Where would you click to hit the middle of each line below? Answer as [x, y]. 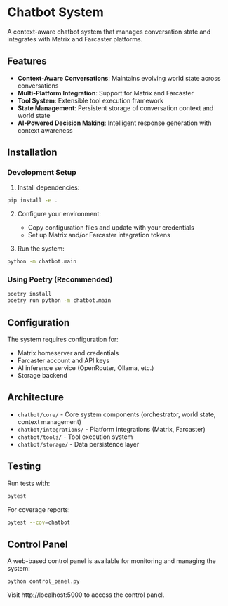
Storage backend [42, 376]
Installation [32, 153]
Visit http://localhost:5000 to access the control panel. [86, 595]
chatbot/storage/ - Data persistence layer [78, 444]
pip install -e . [33, 201]
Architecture [36, 397]
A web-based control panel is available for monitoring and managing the [112, 561]
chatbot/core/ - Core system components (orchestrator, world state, [116, 414]
